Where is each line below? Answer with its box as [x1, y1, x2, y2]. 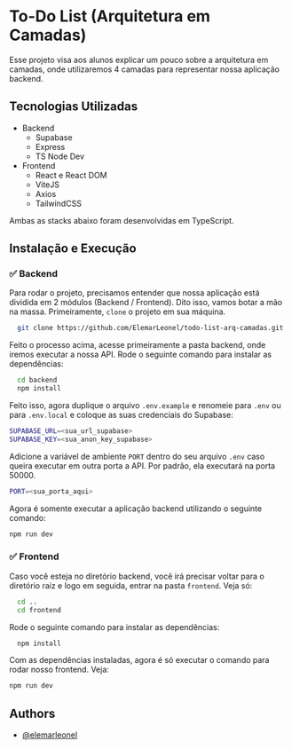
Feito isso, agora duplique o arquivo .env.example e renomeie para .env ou [9, 400, 281, 411]
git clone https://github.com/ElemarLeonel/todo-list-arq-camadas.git [17, 324, 284, 333]
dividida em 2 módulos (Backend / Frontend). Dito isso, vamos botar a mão [9, 297, 282, 308]
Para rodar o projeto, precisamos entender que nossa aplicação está [9, 288, 260, 298]
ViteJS [35, 179, 60, 190]
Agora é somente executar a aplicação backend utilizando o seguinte [9, 503, 263, 514]
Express [35, 141, 66, 152]
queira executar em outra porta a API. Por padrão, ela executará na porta [9, 460, 276, 471]
